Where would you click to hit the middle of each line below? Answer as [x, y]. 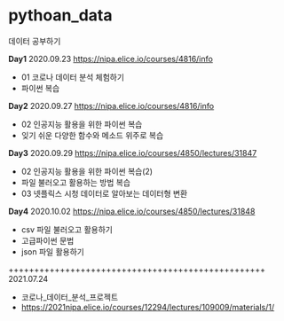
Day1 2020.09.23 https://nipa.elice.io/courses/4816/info [111, 59]
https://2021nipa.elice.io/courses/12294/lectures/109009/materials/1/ [148, 307]
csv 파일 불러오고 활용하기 [67, 229]
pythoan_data [60, 16]
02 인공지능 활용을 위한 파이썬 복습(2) [87, 171]
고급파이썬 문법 [47, 240]
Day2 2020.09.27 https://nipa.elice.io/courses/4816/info [111, 106]
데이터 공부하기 [35, 41]
